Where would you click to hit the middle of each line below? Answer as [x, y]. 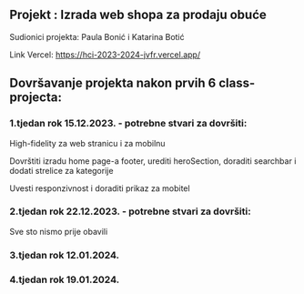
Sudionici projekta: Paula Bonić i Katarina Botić [97, 36]
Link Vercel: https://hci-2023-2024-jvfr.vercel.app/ [105, 55]
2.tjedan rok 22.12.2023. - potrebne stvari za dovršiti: [131, 211]
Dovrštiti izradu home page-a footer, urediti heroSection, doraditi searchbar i [153, 161]
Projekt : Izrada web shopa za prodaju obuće [138, 15]
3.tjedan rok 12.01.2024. [65, 255]
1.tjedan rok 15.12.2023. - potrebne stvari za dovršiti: [128, 124]
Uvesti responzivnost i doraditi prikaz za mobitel [100, 188]
